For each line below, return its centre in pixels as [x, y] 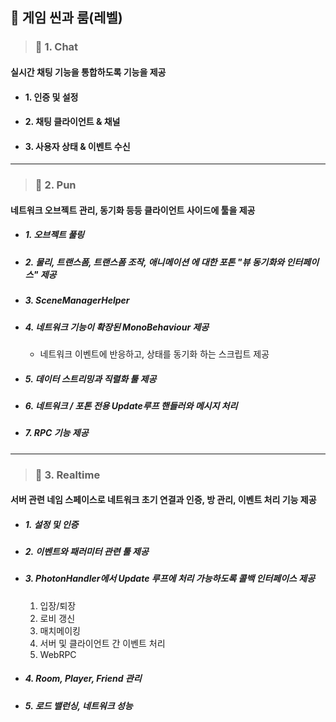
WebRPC [58, 654]
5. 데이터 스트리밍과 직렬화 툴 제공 [90, 379]
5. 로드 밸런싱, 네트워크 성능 [78, 705]
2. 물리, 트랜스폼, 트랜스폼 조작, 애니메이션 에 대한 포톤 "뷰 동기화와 [154, 262]
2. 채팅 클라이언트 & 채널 [72, 122]
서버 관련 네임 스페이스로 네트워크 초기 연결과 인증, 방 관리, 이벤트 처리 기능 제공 [163, 500]
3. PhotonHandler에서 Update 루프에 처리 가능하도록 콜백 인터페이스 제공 [170, 579]
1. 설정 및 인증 [51, 524]
